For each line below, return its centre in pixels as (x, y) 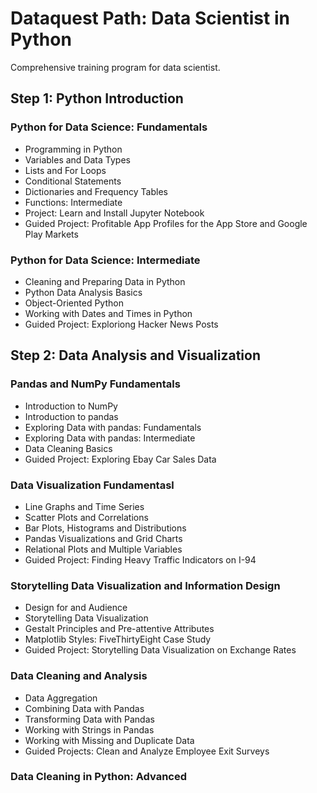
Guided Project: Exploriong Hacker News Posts (121, 324)
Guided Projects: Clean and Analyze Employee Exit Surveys (147, 751)
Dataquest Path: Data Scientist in (150, 18)
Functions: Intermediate (73, 202)
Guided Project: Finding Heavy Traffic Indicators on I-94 (140, 559)
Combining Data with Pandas (84, 708)
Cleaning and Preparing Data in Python (105, 281)
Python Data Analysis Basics (83, 292)
